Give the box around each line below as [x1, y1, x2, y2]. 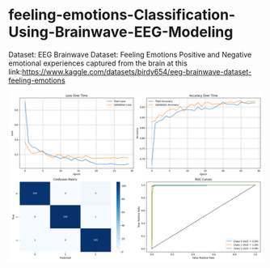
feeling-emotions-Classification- [8, 6, 236, 24]
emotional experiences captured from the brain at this [8, 58, 188, 68]
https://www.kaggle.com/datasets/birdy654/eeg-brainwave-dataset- [21, 66, 252, 76]
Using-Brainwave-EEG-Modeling [8, 23, 234, 41]
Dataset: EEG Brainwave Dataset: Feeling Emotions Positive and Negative [8, 49, 252, 59]
